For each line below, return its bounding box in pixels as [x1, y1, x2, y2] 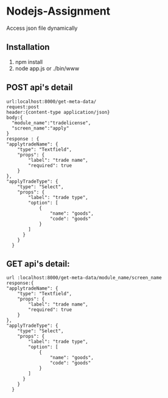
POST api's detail [6, 82, 73, 93]
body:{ [6, 114, 23, 120]
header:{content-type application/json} [6, 109, 111, 115]
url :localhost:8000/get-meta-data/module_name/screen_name [6, 275, 163, 281]
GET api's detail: [6, 259, 70, 269]
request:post [6, 103, 40, 110]
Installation [6, 42, 50, 52]
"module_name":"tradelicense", [12, 120, 91, 126]
